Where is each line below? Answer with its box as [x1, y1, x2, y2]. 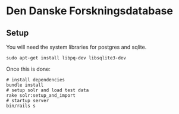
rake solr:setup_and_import [6, 93, 76, 99]
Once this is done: [6, 65, 51, 72]
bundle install [6, 82, 44, 88]
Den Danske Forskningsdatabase [6, 4, 174, 18]
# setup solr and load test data [6, 87, 89, 93]
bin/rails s [6, 103, 36, 109]
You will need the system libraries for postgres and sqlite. [6, 43, 147, 50]
